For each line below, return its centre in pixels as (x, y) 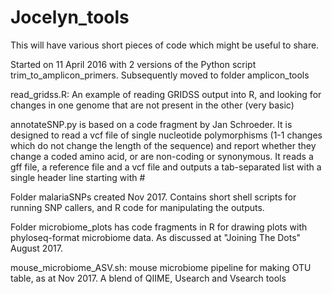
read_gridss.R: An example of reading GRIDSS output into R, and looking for (166, 94)
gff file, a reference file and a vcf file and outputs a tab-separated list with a (166, 167)
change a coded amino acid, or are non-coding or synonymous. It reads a (162, 156)
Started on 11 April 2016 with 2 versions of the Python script (133, 64)
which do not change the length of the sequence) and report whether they (163, 145)
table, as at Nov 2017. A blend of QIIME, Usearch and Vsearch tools (148, 278)
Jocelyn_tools (70, 17)
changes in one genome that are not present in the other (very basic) (152, 105)
